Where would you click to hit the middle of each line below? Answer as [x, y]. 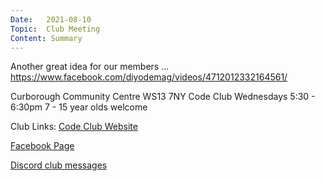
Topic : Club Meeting [55, 29]
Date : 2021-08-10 [51, 19]
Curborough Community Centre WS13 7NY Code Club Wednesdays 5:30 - [163, 97]
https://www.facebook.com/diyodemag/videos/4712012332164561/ [149, 77]
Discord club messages [59, 165]
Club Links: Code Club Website [74, 127]
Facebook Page [42, 146]
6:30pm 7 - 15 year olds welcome [79, 107]
